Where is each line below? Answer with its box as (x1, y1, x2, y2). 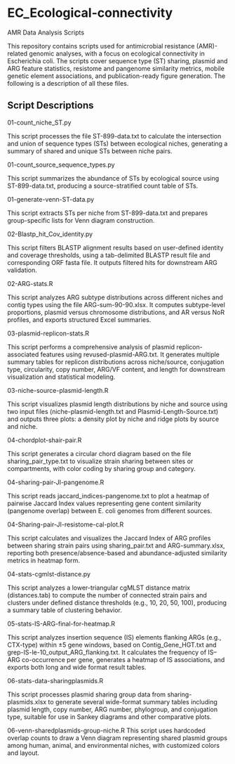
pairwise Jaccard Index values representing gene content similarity (7, 499, 201, 507)
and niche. (7, 422, 38, 430)
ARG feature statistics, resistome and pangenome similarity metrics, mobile (7, 64, 224, 72)
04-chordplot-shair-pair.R (7, 436, 82, 444)
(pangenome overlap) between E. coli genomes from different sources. (7, 506, 213, 514)
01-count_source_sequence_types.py (7, 160, 115, 169)
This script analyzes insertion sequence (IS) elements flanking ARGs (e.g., (7, 633, 222, 641)
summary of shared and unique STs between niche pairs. (7, 146, 173, 155)
